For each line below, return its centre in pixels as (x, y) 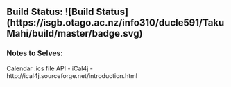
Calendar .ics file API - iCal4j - (50, 68)
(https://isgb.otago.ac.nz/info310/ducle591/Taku (115, 23)
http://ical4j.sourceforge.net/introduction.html (72, 75)
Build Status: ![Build (50, 12)
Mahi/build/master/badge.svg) (75, 33)
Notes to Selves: (35, 53)
